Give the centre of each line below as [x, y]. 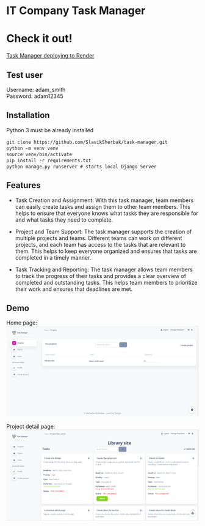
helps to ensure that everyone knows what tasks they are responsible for [106, 213]
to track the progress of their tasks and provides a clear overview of [101, 276]
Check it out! [39, 39]
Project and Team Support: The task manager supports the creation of [103, 231]
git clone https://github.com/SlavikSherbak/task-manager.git [87, 142]
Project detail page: [31, 426]
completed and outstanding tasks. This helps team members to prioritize [106, 282]
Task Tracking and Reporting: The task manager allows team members [104, 269]
